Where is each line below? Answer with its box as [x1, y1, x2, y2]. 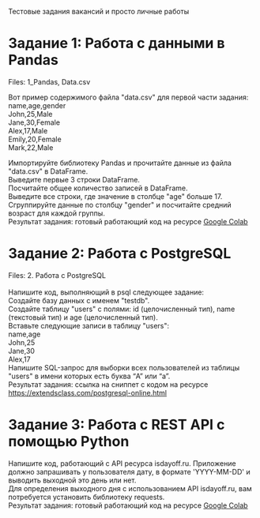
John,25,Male [8, 109, 53, 118]
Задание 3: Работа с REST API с [8, 416, 225, 434]
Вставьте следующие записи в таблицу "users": [8, 321, 170, 330]
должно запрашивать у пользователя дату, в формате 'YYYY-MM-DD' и [8, 467, 251, 476]
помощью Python [8, 433, 130, 451]
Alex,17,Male [8, 126, 48, 135]
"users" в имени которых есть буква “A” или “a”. [8, 371, 171, 381]
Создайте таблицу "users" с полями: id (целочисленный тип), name [8, 304, 236, 313]
